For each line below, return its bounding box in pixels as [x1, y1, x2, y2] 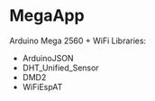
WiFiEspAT [22, 81, 63, 92]
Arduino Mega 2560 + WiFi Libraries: [9, 35, 147, 46]
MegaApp [9, 5, 85, 26]
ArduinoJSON [22, 52, 74, 63]
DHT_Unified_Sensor [22, 62, 99, 73]
